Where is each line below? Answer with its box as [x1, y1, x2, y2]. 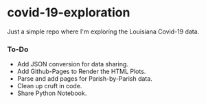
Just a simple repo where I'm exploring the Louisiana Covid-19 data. [7, 27, 200, 36]
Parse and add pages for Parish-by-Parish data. [16, 75, 152, 83]
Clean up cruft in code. [16, 82, 82, 90]
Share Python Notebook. [16, 89, 87, 97]
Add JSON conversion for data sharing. [16, 60, 129, 68]
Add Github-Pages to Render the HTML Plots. [16, 67, 146, 76]
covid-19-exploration [7, 5, 130, 21]
